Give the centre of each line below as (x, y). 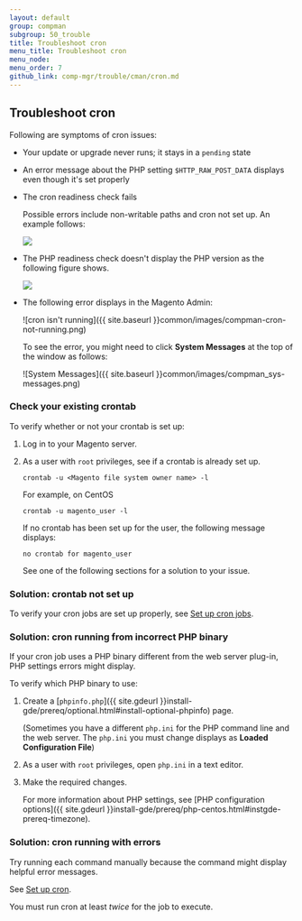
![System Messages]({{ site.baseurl (88, 373)
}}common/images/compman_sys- (221, 373)
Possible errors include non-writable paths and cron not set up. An (146, 214)
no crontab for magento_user (77, 554)
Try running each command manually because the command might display (148, 861)
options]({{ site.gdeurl (64, 809)
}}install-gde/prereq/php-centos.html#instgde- (194, 809)
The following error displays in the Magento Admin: (118, 302)
